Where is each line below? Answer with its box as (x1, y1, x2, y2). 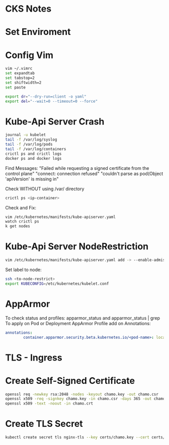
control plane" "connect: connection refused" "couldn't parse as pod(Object (5, 170, 163, 176)
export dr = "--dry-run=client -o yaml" (5, 94, 87, 99)
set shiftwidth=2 (5, 80, 42, 85)
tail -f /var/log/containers (5, 147, 66, 152)
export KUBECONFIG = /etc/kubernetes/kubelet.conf (5, 281, 109, 286)
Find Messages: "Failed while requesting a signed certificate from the (5, 165, 149, 171)
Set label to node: (5, 266, 42, 273)
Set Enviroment (5, 26, 71, 38)
